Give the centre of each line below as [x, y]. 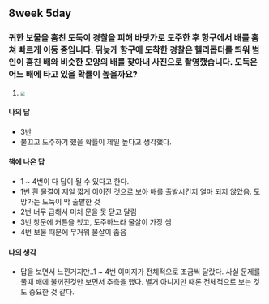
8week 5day [40, 13]
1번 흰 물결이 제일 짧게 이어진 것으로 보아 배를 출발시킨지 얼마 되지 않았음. [136, 192]
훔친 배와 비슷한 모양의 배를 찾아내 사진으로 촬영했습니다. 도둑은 [141, 62]
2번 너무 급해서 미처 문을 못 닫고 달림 [79, 212]
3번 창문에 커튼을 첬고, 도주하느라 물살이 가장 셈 [96, 222]
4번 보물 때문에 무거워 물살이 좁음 [73, 232]
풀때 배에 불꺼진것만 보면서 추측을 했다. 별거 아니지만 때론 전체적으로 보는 [136, 282]
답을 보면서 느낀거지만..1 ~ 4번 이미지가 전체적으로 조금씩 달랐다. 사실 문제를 [140, 272]
